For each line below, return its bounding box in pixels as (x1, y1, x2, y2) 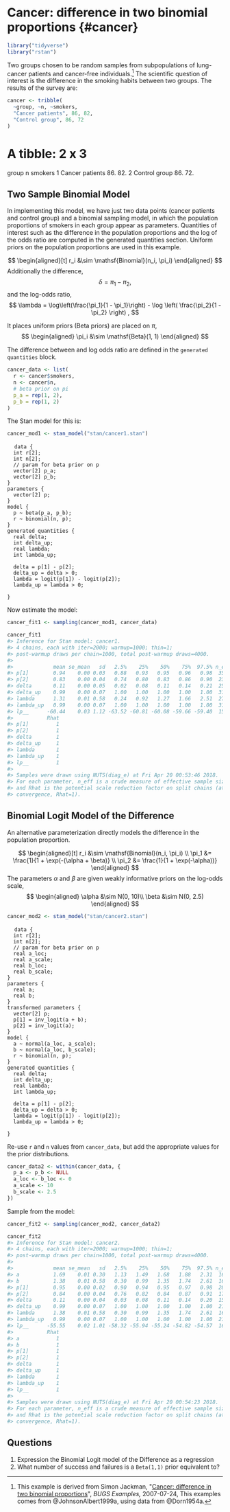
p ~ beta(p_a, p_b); (13, 509, 72, 516)
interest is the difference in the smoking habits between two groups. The (7, 77, 212, 85)
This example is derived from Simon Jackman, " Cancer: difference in (16, 1482, 212, 1491)
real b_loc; (13, 962, 48, 969)
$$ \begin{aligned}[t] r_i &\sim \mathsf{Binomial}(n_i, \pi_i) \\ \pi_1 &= (18, 849, 212, 857)
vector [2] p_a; (13, 468, 57, 474)
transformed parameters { (7, 1004, 81, 1011)
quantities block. (7, 353, 57, 361)
